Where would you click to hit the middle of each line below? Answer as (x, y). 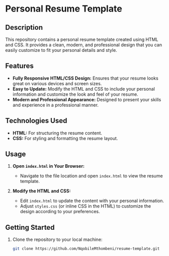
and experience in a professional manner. (55, 105)
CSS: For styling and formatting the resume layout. (65, 138)
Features (19, 66)
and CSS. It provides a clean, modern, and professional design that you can (84, 45)
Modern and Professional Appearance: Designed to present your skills (87, 99)
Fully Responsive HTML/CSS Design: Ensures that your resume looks (86, 78)
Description (24, 27)
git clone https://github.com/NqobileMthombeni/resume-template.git (86, 249)
